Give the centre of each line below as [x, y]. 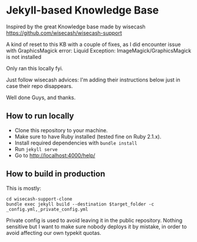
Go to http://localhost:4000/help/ [55, 155]
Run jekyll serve [36, 149]
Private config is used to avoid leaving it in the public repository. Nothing [94, 220]
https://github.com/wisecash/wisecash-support [64, 32]
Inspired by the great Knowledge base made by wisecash [76, 27]
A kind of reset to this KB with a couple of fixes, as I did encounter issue [93, 44]
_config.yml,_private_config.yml [47, 209]
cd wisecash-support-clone [39, 199]
